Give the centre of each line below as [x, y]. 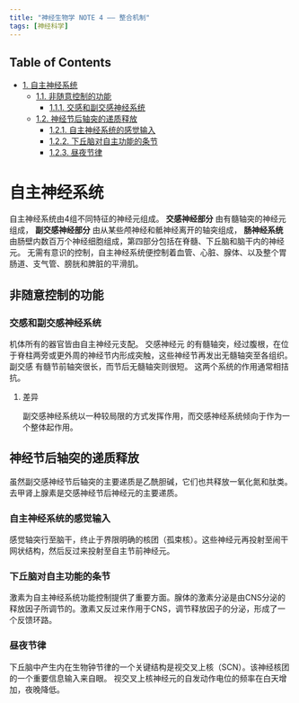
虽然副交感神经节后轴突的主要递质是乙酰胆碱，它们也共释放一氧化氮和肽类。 [151, 481]
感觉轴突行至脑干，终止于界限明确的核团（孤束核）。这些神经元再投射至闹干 [149, 539]
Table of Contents [61, 62]
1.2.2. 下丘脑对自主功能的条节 [104, 141]
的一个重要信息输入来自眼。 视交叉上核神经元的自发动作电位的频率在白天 [144, 678]
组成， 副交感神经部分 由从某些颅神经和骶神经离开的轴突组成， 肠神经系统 [146, 230]
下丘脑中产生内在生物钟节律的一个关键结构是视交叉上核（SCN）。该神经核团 [149, 667]
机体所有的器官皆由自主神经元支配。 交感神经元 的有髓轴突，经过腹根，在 [145, 343]
